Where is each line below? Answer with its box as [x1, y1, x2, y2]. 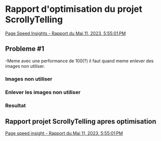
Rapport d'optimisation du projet [5, 3, 143, 15]
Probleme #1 [5, 45, 45, 53]
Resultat [5, 102, 26, 109]
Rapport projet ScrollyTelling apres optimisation [5, 117, 157, 126]
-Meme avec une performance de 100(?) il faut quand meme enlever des [5, 58, 154, 64]
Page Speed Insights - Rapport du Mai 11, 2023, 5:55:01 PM [5, 30, 126, 36]
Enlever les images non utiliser [5, 89, 81, 95]
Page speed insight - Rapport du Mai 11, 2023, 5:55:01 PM [5, 130, 123, 137]
